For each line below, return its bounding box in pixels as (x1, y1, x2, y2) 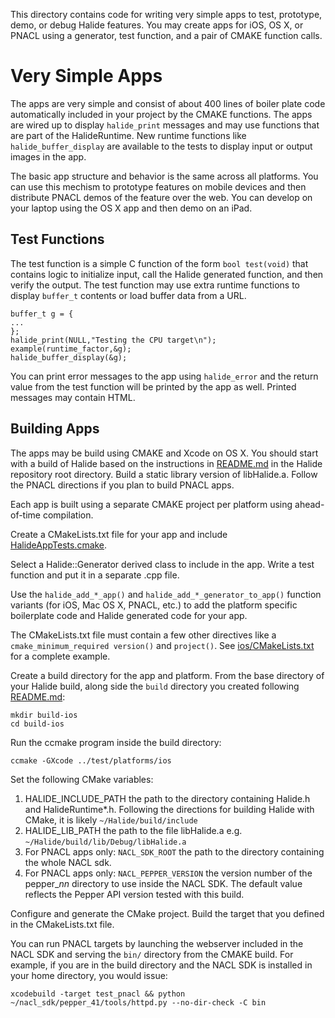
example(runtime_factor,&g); (10, 344, 132, 354)
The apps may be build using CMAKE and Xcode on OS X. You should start (10, 447, 319, 459)
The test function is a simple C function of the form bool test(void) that (10, 257, 309, 269)
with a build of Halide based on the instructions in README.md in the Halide (10, 457, 323, 469)
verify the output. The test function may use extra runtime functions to (10, 279, 300, 291)
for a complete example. (10, 650, 111, 662)
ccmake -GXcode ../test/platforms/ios (10, 755, 172, 766)
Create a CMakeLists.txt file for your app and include (10, 528, 228, 540)
